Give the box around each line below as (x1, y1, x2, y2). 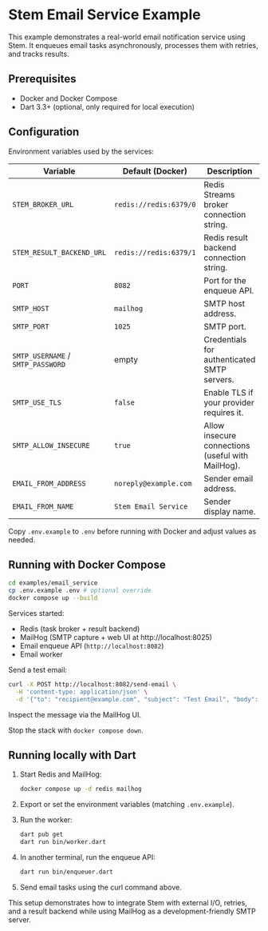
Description (207, 166, 253, 177)
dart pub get (19, 830, 64, 839)
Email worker (19, 649, 63, 659)
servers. (203, 374, 235, 385)
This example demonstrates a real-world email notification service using (8, 32, 246, 42)
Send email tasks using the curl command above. (19, 882, 182, 892)
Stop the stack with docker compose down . (8, 725, 144, 735)
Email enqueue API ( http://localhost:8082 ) (19, 641, 164, 650)
